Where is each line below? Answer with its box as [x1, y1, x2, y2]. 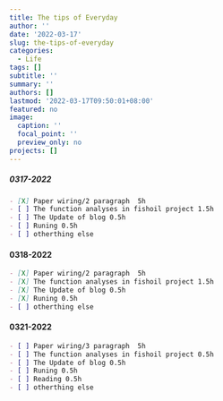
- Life [17, 55, 42, 64]
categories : [9, 47, 54, 55]
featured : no [9, 105, 58, 114]
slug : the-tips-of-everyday [9, 38, 115, 47]
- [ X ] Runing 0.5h [9, 294, 78, 303]
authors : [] [9, 88, 54, 97]
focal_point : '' [17, 130, 78, 139]
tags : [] [9, 64, 42, 73]
